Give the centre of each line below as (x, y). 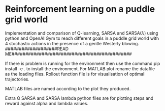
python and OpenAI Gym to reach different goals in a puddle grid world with (82, 38)
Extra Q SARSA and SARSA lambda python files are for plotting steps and (79, 98)
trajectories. (17, 79)
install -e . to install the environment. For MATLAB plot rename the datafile (80, 69)
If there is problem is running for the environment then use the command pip (82, 63)
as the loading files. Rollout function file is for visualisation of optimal (75, 74)
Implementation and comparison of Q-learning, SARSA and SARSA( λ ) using (82, 33)
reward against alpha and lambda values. (47, 103)
